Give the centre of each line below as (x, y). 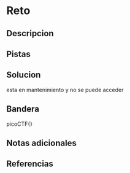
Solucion (24, 75)
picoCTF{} (19, 124)
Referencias (30, 164)
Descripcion (30, 33)
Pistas (18, 54)
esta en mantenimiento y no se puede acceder (65, 90)
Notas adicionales (41, 143)
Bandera (23, 109)
